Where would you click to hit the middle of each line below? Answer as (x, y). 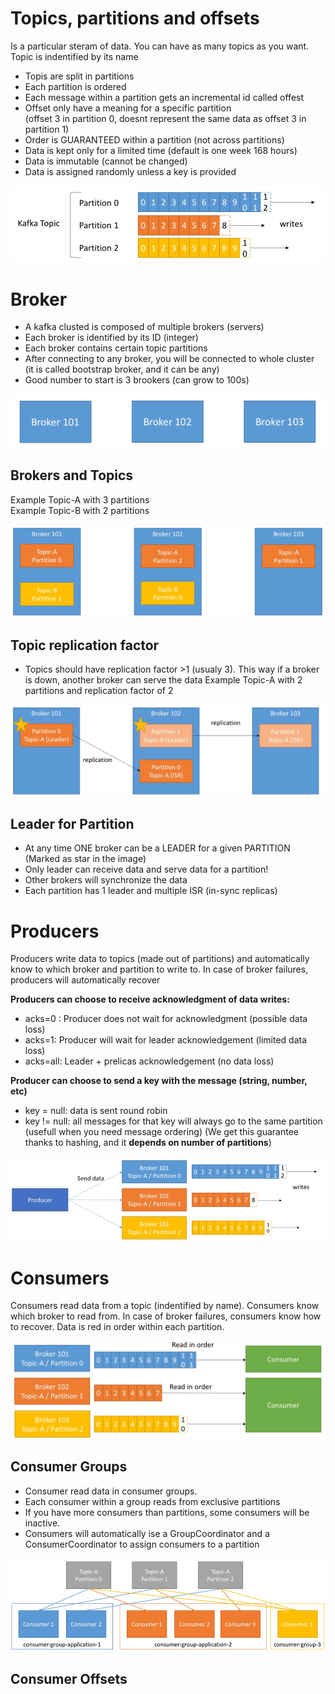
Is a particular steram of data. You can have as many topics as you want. (160, 46)
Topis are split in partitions (79, 76)
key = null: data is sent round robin (96, 1111)
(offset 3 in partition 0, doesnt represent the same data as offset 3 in (165, 118)
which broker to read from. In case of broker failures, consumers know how (166, 1316)
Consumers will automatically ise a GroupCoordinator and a (147, 1533)
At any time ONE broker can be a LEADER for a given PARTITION (157, 848)
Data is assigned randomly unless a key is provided (130, 171)
